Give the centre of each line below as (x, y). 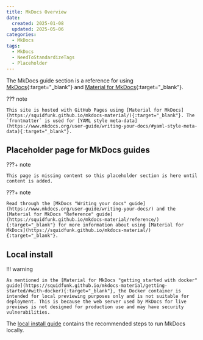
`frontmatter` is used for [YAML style (57, 121)
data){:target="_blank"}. (39, 131)
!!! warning (20, 269)
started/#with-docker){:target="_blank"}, (61, 291)
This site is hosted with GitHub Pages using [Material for (84, 110)
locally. (15, 330)
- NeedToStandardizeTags (43, 57)
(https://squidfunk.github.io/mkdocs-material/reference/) (83, 220)
